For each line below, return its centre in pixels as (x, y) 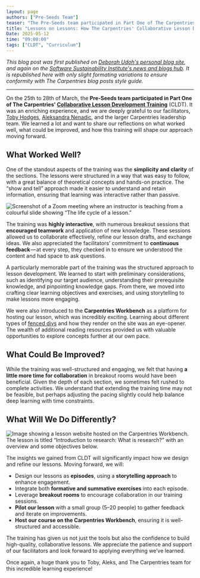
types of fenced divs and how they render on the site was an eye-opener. (96, 323)
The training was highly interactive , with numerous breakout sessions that (98, 224)
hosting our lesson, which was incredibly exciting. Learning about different (98, 317)
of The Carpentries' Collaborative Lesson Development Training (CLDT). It (99, 104)
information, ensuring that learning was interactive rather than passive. (93, 194)
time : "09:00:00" (28, 39)
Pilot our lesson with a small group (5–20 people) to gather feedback (99, 508)
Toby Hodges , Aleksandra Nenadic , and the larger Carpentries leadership (96, 117)
